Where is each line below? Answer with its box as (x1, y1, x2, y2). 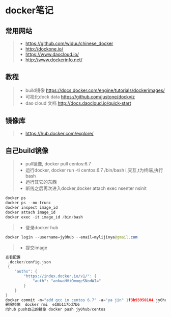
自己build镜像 (5, 147, 48, 155)
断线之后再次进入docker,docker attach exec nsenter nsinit (25, 185, 147, 191)
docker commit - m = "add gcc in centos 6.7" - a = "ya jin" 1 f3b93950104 (5, 297, 154, 303)
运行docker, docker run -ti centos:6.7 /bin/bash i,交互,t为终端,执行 (25, 167, 163, 174)
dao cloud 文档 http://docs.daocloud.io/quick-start (25, 100, 131, 106)
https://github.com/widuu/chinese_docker (25, 40, 113, 46)
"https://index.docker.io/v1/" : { (23, 274, 97, 279)
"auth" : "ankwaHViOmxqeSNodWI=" (32, 279, 101, 284)
